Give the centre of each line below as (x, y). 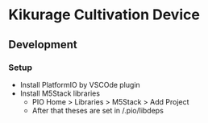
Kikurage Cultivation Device (104, 15)
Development (43, 45)
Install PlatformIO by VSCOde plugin (80, 84)
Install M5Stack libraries (60, 93)
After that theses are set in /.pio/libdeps (98, 110)
